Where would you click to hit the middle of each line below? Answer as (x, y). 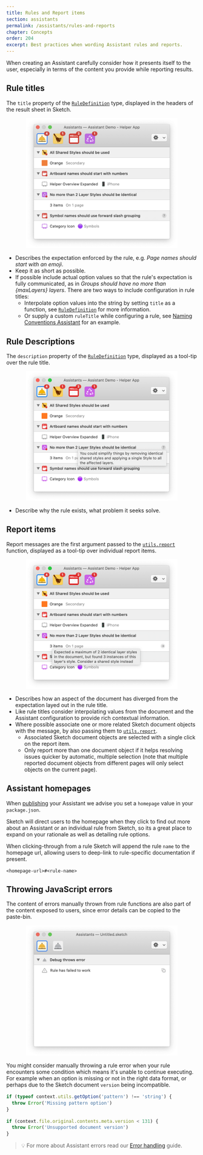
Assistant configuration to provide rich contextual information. (92, 718)
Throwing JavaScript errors (60, 889)
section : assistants (32, 19)
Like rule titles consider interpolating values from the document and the (104, 711)
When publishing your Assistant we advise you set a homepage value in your (100, 803)
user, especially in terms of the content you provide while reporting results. (100, 69)
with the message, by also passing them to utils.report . (86, 731)
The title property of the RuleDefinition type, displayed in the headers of (100, 103)
